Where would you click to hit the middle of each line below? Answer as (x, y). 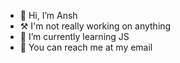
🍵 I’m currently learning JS (74, 36)
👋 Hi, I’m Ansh (48, 15)
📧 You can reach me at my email (86, 47)
